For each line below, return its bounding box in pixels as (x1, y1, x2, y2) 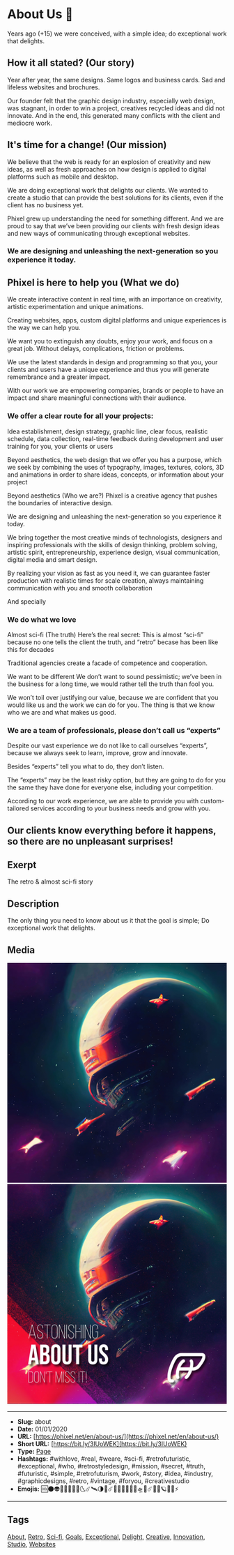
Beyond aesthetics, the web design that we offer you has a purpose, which (7, 455, 222, 463)
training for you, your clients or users (7, 442, 114, 450)
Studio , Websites (7, 1540, 56, 1548)
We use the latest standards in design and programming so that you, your (7, 358, 218, 366)
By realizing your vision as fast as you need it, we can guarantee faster (7, 569, 210, 577)
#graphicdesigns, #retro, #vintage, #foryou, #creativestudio (17, 1477, 190, 1485)
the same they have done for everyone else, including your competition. (7, 783, 214, 791)
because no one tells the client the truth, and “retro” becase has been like (7, 638, 219, 646)
